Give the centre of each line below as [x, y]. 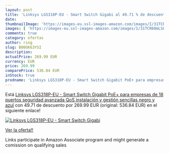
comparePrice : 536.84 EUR [32, 71]
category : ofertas [24, 38]
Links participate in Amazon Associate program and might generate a [77, 139]
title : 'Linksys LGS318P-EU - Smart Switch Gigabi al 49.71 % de [75, 15]
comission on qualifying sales [36, 145]
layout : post [19, 10]
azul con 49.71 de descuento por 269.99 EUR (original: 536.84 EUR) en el [81, 105]
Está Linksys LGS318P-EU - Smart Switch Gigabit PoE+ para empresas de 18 [84, 94]
